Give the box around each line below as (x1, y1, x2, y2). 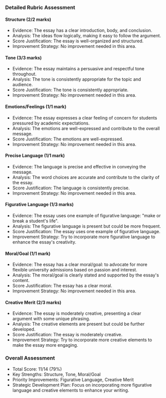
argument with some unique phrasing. (12, 316, 90, 322)
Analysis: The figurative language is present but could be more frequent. (12, 223, 162, 229)
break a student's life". (12, 218, 59, 224)
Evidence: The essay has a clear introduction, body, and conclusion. (12, 27, 153, 33)
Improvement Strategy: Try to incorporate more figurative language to (12, 234, 156, 240)
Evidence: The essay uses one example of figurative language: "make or (12, 212, 161, 218)
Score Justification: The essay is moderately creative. (12, 332, 123, 338)
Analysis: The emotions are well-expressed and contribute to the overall (12, 125, 160, 131)
